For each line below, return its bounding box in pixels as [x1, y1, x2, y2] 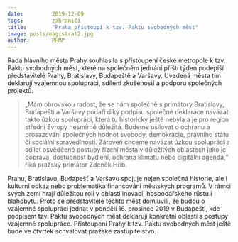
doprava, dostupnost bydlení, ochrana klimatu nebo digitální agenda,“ [24, 153, 229, 162]
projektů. [7, 87, 34, 95]
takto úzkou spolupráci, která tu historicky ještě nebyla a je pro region [24, 115, 229, 124]
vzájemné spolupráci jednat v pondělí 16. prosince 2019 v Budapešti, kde [7, 204, 220, 213]
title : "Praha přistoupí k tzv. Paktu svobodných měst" [7, 23, 199, 31]
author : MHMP [7, 37, 65, 44]
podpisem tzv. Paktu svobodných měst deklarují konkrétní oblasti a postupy [7, 212, 229, 221]
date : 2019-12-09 [7, 10, 84, 18]
